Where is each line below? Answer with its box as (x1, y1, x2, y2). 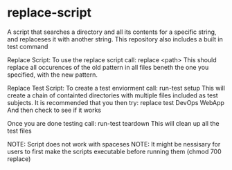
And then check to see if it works (7, 106, 102, 114)
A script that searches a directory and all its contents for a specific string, (7, 28, 217, 36)
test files (7, 126, 33, 135)
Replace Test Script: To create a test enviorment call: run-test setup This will (7, 84, 225, 92)
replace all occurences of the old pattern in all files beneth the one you (7, 63, 209, 71)
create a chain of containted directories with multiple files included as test (7, 91, 218, 100)
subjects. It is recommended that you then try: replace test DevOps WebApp (7, 98, 225, 106)
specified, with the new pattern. (7, 70, 98, 79)
